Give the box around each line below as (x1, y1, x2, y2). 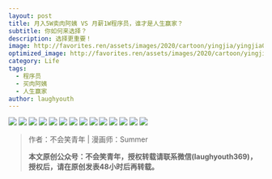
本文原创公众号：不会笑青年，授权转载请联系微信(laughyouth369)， (28, 151, 257, 162)
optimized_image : (8, 49, 67, 58)
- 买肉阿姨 (15, 79, 48, 87)
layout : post (8, 11, 53, 20)
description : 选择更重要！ (8, 34, 92, 43)
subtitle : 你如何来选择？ (8, 27, 87, 35)
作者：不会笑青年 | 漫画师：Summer (28, 134, 148, 144)
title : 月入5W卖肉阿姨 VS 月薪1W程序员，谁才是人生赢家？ (8, 19, 184, 28)
